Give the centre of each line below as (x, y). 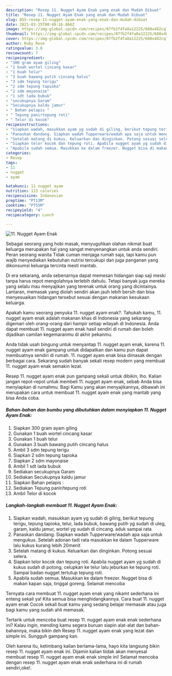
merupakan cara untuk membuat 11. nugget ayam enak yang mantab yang (83, 392)
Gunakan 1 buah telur (35, 439)
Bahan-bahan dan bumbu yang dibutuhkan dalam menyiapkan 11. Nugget (86, 410)
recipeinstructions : (28, 124)
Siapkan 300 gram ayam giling (45, 428)
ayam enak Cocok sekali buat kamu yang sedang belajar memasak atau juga (86, 604)
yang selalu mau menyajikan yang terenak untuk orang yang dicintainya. (82, 286)
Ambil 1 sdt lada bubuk (37, 466)
